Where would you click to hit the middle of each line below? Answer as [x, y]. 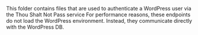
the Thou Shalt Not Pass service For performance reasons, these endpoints [98, 15]
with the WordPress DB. [35, 27]
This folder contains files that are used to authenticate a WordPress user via [99, 8]
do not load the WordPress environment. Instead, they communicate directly [99, 21]
